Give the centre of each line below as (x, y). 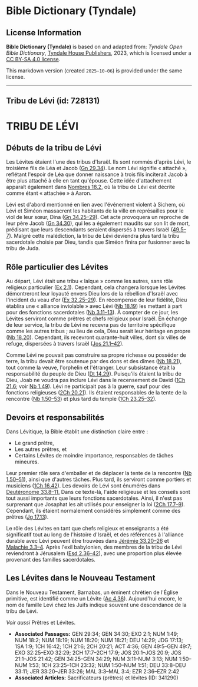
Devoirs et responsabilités (55, 417)
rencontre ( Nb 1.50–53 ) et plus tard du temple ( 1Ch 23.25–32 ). (82, 399)
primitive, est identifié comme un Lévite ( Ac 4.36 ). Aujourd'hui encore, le (94, 598)
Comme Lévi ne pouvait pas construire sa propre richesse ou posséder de (96, 355)
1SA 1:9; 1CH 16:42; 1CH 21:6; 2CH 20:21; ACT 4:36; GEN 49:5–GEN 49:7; (103, 646)
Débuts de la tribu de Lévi (54, 147)
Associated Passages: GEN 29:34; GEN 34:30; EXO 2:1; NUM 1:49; (96, 633)
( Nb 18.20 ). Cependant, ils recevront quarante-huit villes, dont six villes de (96, 337)
